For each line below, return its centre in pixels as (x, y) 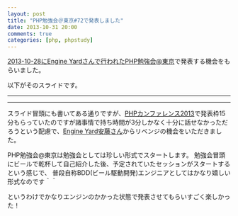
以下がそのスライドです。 (44, 85)
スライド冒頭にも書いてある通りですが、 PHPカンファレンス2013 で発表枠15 (117, 113)
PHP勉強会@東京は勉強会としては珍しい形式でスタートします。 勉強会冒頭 (116, 155)
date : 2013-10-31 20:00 (42, 27)
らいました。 (26, 70)
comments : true (30, 34)
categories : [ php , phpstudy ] (50, 40)
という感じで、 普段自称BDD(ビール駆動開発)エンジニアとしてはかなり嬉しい (119, 173)
